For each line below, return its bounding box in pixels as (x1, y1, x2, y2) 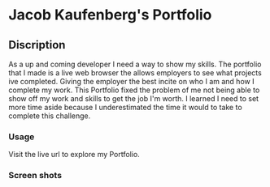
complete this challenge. (8, 111, 91, 121)
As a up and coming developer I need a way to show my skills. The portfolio (8, 59, 262, 69)
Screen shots (8, 170, 63, 181)
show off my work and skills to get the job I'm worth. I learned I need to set (8, 94, 259, 103)
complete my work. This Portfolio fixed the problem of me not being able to (8, 85, 260, 95)
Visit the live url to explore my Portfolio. (8, 150, 140, 159)
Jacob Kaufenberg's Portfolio (8, 6, 212, 24)
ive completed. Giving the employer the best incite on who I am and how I (8, 77, 255, 86)
